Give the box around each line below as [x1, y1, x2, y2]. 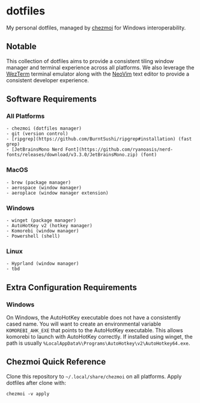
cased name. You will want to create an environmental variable [6, 320, 162, 328]
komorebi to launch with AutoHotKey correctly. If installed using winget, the [6, 333, 193, 341]
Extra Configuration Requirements [6, 282, 137, 292]
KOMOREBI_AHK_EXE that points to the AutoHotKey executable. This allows [6, 327, 183, 334]
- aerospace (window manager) [6, 184, 82, 190]
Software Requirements [6, 94, 97, 105]
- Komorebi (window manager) [6, 228, 79, 234]
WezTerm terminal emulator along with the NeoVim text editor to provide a [6, 70, 190, 77]
